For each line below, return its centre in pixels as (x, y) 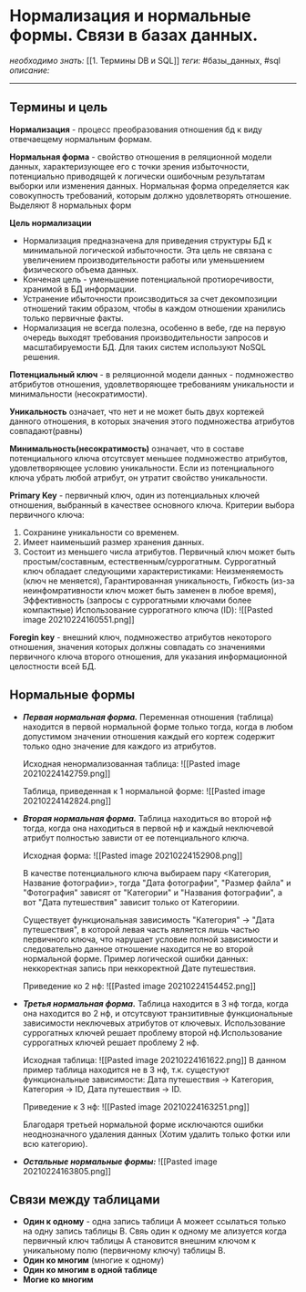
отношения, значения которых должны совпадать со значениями (138, 646)
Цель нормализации (51, 222)
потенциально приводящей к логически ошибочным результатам (138, 176)
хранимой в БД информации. (79, 289)
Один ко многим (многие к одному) (93, 1260)
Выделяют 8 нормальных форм (71, 205)
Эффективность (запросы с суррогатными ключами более (137, 600)
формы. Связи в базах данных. (134, 35)
